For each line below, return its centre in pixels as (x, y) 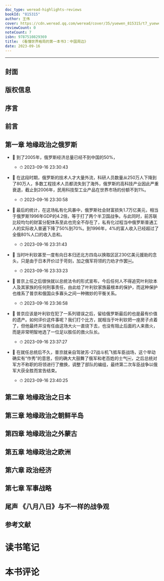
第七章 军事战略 (28, 488)
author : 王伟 (18, 19)
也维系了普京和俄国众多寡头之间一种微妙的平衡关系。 (66, 293)
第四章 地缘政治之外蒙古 (41, 434)
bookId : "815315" (23, 14)
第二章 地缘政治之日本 (38, 397)
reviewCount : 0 (20, 28)
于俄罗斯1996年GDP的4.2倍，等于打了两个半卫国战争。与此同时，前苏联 (85, 216)
